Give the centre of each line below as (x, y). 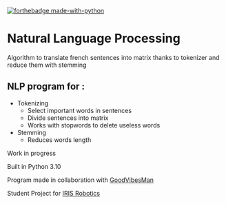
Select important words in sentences (80, 110)
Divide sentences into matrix (68, 118)
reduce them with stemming (47, 65)
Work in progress (32, 153)
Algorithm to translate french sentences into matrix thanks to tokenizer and (113, 57)
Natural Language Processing (94, 39)
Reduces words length (59, 140)
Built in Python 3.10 (34, 166)
